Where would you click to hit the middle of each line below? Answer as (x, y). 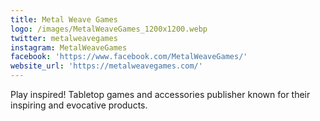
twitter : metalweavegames (64, 38)
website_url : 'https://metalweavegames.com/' (106, 66)
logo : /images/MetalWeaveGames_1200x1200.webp (109, 29)
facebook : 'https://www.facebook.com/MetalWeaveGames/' (129, 57)
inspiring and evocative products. (79, 105)
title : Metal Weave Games (64, 19)
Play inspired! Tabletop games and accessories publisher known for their (160, 94)
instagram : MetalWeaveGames (69, 47)
